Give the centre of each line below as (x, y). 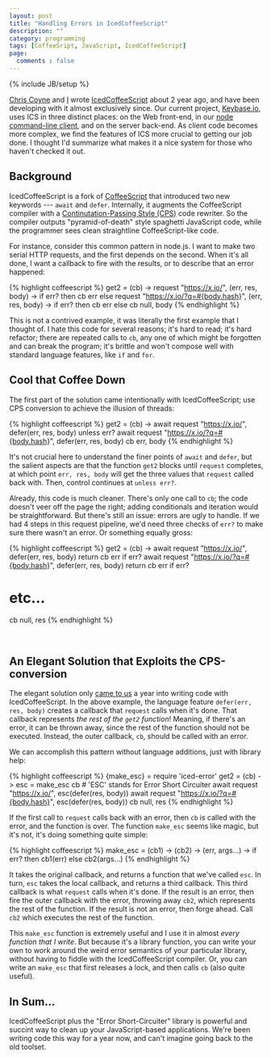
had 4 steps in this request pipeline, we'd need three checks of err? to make (136, 524)
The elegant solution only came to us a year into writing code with (119, 693)
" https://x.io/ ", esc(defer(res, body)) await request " (95, 794)
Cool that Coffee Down (67, 380)
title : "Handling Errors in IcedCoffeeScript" (89, 23)
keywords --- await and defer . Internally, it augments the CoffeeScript (125, 204)
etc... (27, 598)
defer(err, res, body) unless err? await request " (88, 432)
